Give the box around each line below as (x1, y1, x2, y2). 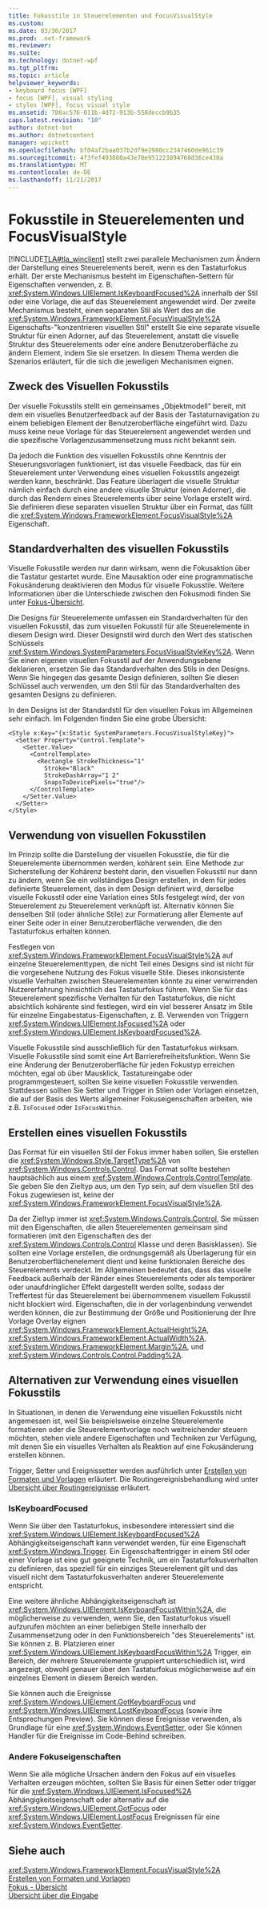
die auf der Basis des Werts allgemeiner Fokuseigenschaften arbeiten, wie (8, 1094, 254, 1104)
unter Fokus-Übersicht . (8, 597, 86, 607)
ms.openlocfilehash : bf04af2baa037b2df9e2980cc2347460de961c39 (8, 146, 224, 154)
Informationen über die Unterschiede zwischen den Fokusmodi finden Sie (8, 589, 251, 599)
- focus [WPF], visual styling (8, 94, 113, 102)
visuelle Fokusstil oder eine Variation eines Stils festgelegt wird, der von (8, 893, 246, 902)
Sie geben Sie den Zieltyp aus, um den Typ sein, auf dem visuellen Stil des (8, 1182, 254, 1191)
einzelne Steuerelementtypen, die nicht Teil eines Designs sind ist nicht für (8, 959, 254, 969)
